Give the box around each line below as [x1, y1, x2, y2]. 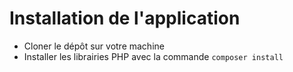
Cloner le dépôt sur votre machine [23, 40, 165, 52]
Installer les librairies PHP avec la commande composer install [23, 50, 284, 62]
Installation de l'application [9, 7, 241, 30]
